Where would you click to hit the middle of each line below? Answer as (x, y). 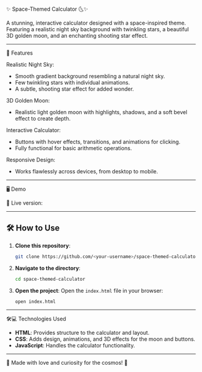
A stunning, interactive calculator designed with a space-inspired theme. (96, 23)
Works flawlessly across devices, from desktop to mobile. (86, 171)
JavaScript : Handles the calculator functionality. (75, 346)
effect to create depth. (43, 118)
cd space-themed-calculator (50, 279)
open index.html (35, 301)
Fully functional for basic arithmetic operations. (73, 148)
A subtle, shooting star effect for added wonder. (74, 89)
